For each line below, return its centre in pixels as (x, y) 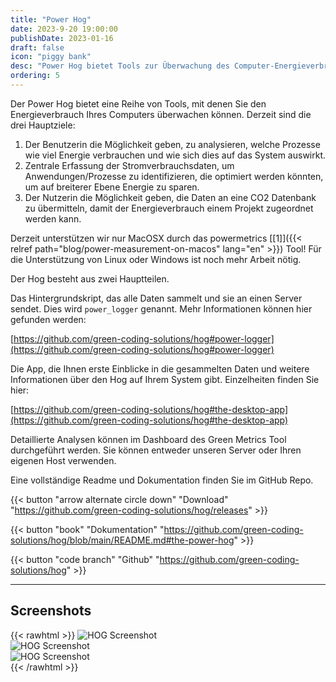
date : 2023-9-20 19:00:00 (64, 29)
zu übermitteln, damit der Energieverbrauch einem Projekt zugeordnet (169, 208)
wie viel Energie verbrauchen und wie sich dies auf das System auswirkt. (175, 155)
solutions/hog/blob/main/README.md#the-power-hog (122, 540)
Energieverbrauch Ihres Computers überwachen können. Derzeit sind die (161, 114)
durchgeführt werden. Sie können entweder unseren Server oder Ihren (156, 450)
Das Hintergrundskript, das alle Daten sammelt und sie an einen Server (156, 298)
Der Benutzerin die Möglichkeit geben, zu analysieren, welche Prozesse (172, 144)
